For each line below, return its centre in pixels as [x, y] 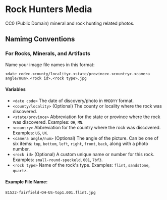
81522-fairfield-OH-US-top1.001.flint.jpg [50, 193]
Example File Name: [26, 182]
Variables [16, 89]
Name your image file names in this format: [50, 65]
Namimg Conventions [40, 39]
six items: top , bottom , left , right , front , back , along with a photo [80, 143]
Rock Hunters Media [49, 9]
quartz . [20, 170]
